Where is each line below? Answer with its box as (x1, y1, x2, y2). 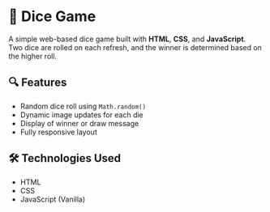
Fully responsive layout (19, 127, 97, 137)
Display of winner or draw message (19, 118, 139, 128)
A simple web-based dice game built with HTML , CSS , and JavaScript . (8, 34, 246, 44)
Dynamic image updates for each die (19, 109, 144, 120)
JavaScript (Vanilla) (19, 194, 86, 204)
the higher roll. (8, 51, 58, 61)
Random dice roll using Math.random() (19, 101, 147, 111)
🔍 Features (8, 76, 67, 90)
